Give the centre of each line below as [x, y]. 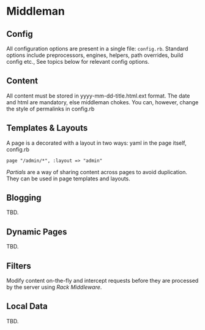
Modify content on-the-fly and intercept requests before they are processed [102, 281]
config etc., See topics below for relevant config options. [78, 62]
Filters [19, 266]
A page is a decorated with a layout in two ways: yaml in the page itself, [96, 143]
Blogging [24, 198]
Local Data [27, 306]
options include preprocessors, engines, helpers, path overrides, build [95, 55]
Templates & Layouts [47, 128]
